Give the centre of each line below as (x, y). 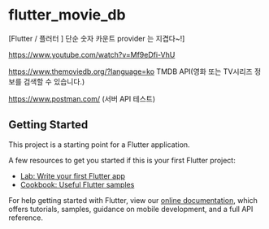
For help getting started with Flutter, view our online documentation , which (133, 200)
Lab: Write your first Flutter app (73, 175)
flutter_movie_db (67, 15)
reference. (26, 218)
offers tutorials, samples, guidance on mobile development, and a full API (131, 209)
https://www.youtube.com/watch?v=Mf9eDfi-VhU (92, 54)
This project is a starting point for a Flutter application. (99, 145)
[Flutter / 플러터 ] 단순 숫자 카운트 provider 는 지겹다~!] (97, 38)
